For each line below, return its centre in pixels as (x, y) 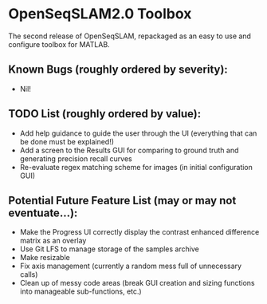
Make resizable (45, 258)
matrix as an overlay (53, 241)
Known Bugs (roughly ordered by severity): (118, 70)
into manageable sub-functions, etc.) (80, 291)
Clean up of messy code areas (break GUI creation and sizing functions (137, 283)
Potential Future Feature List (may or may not (122, 200)
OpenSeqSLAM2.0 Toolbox (100, 14)
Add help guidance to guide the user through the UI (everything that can (138, 133)
